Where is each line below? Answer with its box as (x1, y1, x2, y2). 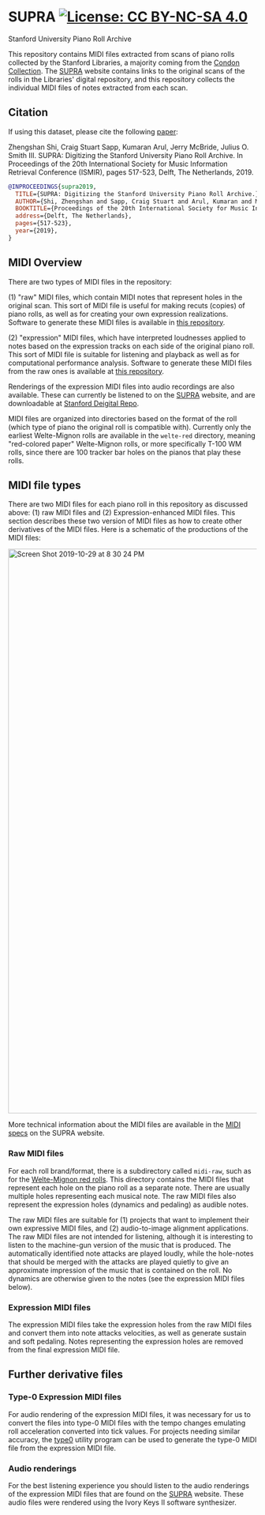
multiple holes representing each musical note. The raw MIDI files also (8, 1191, 237, 1200)
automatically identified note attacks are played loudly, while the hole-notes (8, 1249, 254, 1258)
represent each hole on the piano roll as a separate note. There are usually (8, 1182, 251, 1193)
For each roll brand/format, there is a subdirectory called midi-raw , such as (8, 1166, 252, 1175)
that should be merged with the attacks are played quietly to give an (8, 1257, 230, 1266)
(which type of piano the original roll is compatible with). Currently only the (8, 422, 252, 432)
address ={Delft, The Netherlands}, (15, 212, 132, 220)
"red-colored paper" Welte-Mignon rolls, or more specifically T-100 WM (8, 439, 242, 448)
